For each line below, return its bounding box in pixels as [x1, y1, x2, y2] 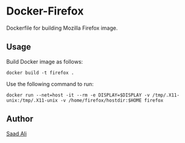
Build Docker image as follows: [6, 58, 83, 65]
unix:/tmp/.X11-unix [6, 97, 59, 104]
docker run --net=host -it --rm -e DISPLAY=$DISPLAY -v [6, 92, 150, 98]
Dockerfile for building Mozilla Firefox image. [6, 24, 118, 32]
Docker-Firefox [6, 4, 84, 18]
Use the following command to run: [6, 80, 94, 87]
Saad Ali [6, 130, 27, 137]
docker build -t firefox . [6, 70, 74, 76]
